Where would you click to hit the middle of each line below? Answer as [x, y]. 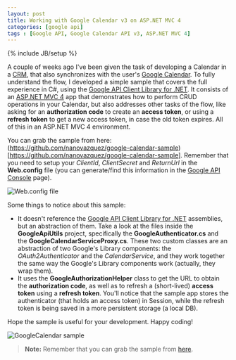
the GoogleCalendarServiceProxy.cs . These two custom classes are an [122, 241]
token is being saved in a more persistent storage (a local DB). [108, 308]
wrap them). [35, 271]
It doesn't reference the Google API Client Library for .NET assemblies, [120, 219]
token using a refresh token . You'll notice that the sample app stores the [123, 293]
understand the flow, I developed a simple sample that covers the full [107, 82]
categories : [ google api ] [45, 27]
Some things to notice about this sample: [67, 205]
